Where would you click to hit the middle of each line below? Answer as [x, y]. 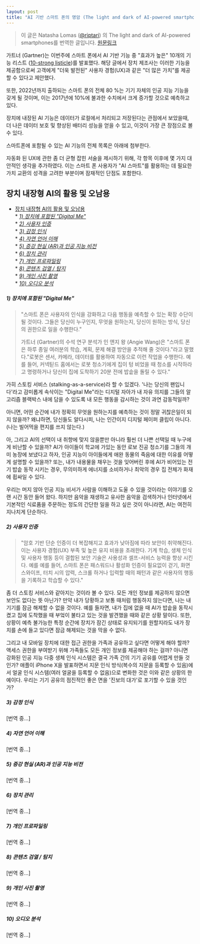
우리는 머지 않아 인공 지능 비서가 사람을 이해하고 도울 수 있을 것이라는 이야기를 [97, 490]
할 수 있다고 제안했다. [31, 78]
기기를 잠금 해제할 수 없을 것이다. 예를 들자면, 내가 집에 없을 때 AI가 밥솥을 [92, 608]
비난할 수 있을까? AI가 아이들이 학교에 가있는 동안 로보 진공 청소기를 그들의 [99, 447]
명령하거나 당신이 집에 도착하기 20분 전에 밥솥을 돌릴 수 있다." [99, 372]
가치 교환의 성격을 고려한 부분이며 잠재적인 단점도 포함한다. [74, 173]
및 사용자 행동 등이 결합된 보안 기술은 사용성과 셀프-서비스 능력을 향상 [101, 558]
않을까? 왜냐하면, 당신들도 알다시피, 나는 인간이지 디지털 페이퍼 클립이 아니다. [102, 420]
